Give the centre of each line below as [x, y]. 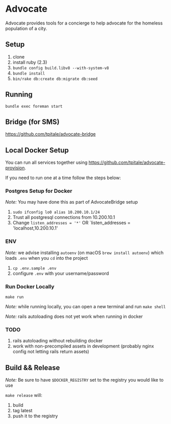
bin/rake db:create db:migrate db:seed [55, 79]
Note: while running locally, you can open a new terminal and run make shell [86, 307]
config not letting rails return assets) [51, 352]
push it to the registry [35, 416]
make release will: [24, 395]
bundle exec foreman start [34, 106]
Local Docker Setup [37, 150]
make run [15, 297]
